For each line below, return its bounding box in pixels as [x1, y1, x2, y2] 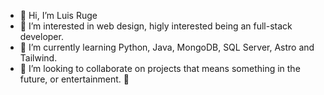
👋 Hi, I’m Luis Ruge [19, 10, 98, 21]
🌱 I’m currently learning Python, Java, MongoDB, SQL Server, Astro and [19, 41, 315, 53]
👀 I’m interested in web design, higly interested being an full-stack [19, 20, 293, 32]
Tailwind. [19, 52, 58, 64]
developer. [19, 31, 64, 42]
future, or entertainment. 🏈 [19, 73, 130, 85]
